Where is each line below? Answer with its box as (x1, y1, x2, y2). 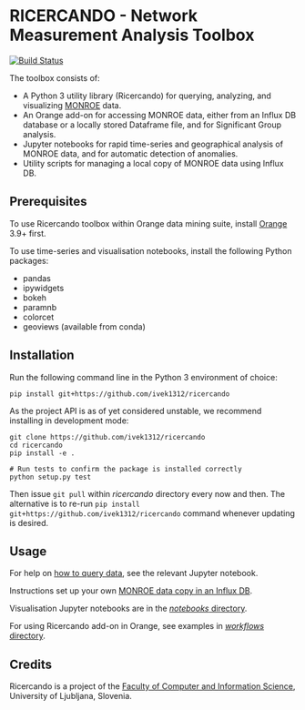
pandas (22, 272, 52, 283)
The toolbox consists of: (9, 72, 100, 83)
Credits (9, 656, 53, 672)
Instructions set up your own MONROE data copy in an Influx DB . (9, 585, 253, 596)
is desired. (9, 517, 49, 528)
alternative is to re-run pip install (9, 498, 140, 509)
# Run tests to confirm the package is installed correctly (9, 464, 243, 473)
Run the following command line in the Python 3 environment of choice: (9, 371, 278, 382)
